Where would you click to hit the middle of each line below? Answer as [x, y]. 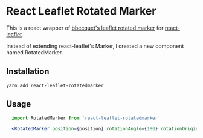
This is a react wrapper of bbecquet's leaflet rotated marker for [85, 28]
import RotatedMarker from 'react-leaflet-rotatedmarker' [86, 118]
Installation [28, 72]
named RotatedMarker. [35, 52]
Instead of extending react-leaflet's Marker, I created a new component [95, 46]
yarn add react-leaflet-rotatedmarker [55, 85]
